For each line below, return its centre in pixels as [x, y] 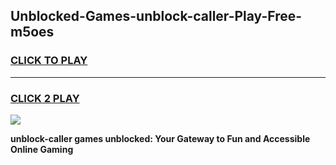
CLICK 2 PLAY [45, 98]
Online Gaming [42, 149]
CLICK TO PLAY [49, 61]
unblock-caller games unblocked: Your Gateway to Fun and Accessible [160, 138]
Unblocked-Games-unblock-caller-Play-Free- [156, 16]
